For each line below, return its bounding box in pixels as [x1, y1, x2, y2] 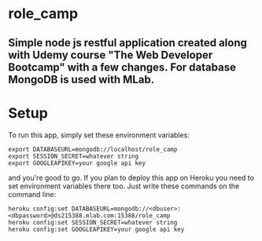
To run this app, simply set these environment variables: [8, 130, 190, 140]
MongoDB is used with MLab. [8, 72, 155, 86]
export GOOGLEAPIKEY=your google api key [8, 159, 146, 167]
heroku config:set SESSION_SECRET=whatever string [8, 218, 178, 226]
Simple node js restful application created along [8, 36, 248, 49]
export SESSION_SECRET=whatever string [8, 152, 139, 160]
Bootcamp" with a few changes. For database [8, 60, 236, 74]
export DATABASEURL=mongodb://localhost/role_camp [8, 145, 178, 153]
